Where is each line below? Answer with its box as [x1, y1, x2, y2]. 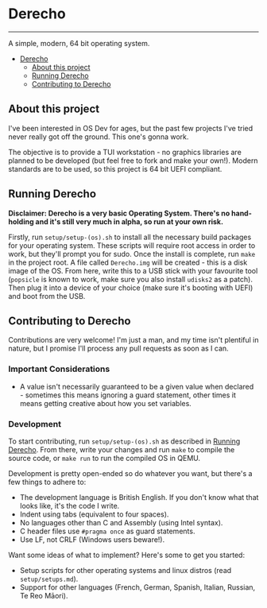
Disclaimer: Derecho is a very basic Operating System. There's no [8, 208, 230, 218]
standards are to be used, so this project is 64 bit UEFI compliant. [8, 164, 222, 173]
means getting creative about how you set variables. [19, 398, 192, 408]
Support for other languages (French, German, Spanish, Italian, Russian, [19, 582, 256, 592]
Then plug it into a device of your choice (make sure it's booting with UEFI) [8, 283, 253, 292]
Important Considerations [8, 363, 110, 374]
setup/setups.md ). [19, 574, 79, 583]
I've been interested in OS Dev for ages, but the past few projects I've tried [8, 123, 253, 133]
